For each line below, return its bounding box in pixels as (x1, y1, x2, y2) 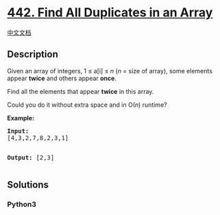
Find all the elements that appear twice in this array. (7, 87, 154, 95)
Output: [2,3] (7, 153, 55, 162)
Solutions (7, 179, 49, 191)
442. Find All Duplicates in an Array (7, 5, 213, 21)
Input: (7, 127, 29, 135)
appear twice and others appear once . (7, 74, 117, 82)
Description (7, 49, 58, 60)
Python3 (7, 200, 36, 210)
